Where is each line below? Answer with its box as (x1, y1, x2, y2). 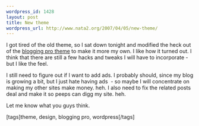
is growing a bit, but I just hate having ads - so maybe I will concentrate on (6, 78, 190, 85)
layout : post (6, 14, 39, 20)
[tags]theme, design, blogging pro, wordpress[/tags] (6, 114, 135, 121)
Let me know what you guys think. (6, 102, 90, 109)
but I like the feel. (6, 60, 49, 67)
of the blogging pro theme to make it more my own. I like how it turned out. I (6, 48, 192, 55)
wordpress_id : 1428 (6, 8, 55, 15)
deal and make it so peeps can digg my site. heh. (6, 91, 126, 98)
